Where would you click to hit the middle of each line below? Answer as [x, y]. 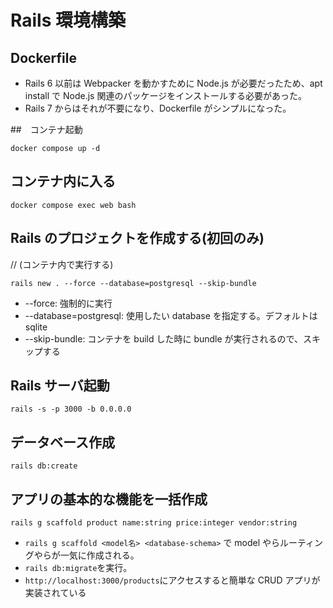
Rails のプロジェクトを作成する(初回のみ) [137, 238]
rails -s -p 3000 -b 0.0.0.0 [71, 409]
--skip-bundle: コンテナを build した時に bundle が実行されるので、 [164, 338]
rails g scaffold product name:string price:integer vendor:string [154, 523]
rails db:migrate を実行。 [78, 568]
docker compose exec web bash [73, 205]
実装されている [55, 593]
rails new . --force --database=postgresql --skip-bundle [133, 283]
